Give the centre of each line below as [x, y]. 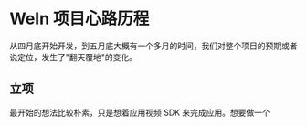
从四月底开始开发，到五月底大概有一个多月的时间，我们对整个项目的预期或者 [153, 46]
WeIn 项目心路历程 [79, 19]
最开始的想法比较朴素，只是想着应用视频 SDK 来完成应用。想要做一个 [140, 112]
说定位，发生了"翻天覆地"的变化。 [74, 57]
